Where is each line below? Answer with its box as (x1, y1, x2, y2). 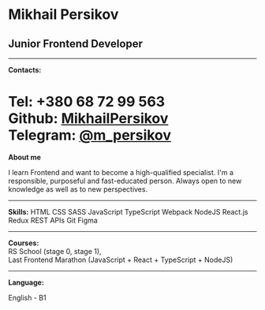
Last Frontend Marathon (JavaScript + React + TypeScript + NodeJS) (8, 255, 233, 264)
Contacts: (8, 65, 42, 74)
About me (8, 152, 42, 162)
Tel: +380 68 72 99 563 (8, 93, 166, 111)
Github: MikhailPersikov (8, 110, 169, 128)
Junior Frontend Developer (8, 37, 144, 50)
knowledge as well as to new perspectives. (8, 184, 148, 194)
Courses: (8, 238, 39, 248)
